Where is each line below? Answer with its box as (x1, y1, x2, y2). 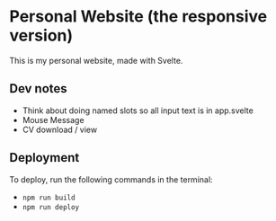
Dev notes (9, 81, 67, 96)
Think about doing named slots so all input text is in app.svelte (22, 105, 254, 116)
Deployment (9, 150, 80, 165)
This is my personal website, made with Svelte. (9, 55, 183, 66)
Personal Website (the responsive (9, 6, 268, 27)
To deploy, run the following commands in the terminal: (9, 173, 213, 185)
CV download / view (22, 124, 97, 135)
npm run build (22, 193, 76, 202)
